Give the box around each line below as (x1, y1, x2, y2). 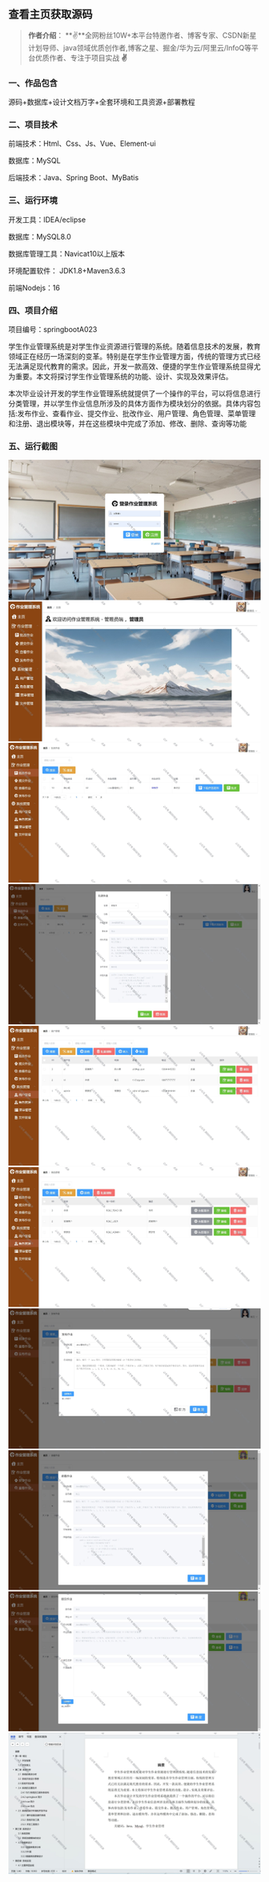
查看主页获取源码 (8, 7, 93, 22)
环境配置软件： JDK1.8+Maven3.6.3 (8, 265, 126, 275)
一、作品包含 (8, 77, 58, 88)
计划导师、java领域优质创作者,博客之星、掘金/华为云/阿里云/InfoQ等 (27, 42, 252, 52)
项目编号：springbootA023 (8, 325, 98, 334)
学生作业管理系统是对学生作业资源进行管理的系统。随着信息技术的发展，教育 (8, 341, 261, 351)
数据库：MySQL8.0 (8, 232, 72, 241)
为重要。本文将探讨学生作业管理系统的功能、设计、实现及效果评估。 (8, 372, 233, 381)
